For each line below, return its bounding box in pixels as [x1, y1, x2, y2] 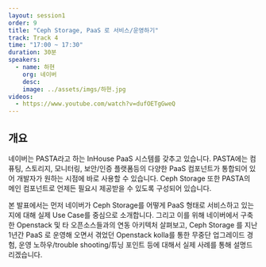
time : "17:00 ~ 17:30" [8, 41, 83, 49]
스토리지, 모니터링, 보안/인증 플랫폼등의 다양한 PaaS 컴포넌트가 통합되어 [25, 163, 248, 173]
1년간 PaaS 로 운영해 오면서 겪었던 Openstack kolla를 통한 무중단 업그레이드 [8, 230, 245, 239]
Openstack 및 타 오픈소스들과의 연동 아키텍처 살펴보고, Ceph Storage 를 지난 [16, 219, 258, 230]
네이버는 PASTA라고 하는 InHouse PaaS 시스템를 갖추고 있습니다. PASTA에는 [8, 154, 249, 163]
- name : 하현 [15, 63, 56, 71]
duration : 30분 [8, 48, 57, 56]
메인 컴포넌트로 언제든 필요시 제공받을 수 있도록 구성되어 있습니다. [8, 183, 212, 193]
